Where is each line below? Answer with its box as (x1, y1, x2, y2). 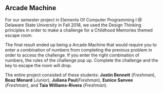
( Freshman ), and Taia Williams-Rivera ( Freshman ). (5, 82, 108, 88)
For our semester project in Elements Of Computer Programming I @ (5, 17, 142, 22)
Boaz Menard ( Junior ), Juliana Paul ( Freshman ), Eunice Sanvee (5, 77, 133, 83)
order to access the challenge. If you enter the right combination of (5, 52, 140, 58)
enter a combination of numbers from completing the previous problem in (5, 47, 152, 53)
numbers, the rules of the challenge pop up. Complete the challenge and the (5, 57, 158, 63)
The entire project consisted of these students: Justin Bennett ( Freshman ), (5, 72, 156, 77)
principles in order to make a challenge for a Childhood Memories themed (5, 27, 153, 33)
